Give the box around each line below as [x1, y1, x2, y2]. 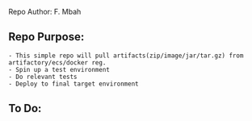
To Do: [8, 102, 42, 115]
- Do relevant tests [8, 73, 78, 81]
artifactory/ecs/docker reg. [8, 58, 107, 67]
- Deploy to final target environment [8, 80, 139, 88]
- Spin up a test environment [8, 65, 111, 73]
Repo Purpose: [8, 30, 85, 44]
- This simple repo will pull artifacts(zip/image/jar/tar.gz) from [8, 52, 244, 60]
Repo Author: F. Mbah [8, 7, 82, 16]
